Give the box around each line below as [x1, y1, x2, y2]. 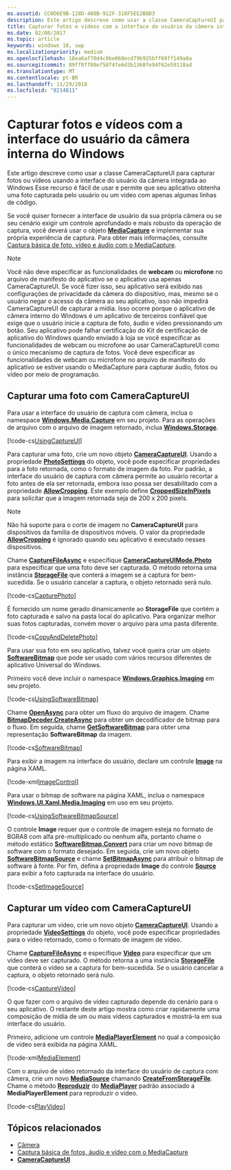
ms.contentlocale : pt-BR [7, 74, 78, 81]
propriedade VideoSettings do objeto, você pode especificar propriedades [7, 928, 220, 936]
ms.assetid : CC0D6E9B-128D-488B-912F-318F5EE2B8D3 [7, 10, 155, 17]
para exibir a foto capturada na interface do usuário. [7, 869, 155, 877]
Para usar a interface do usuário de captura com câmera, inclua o [7, 408, 193, 417]
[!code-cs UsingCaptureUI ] [7, 436, 82, 445]
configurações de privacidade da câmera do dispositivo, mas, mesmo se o [7, 290, 219, 298]
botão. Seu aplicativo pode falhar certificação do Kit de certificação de [7, 326, 208, 335]
